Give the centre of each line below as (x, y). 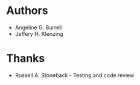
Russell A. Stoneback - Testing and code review (75, 75)
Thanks (26, 59)
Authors (27, 11)
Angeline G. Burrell (38, 27)
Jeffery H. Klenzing (39, 33)
